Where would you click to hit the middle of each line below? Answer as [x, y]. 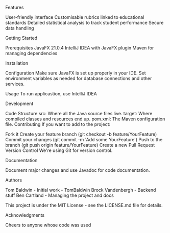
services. [15, 84]
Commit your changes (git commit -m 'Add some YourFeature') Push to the [84, 139]
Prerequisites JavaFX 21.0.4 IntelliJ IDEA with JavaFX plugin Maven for [80, 48]
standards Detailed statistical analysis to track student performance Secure [84, 23]
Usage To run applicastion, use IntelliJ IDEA [51, 94]
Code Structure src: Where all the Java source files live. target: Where [79, 113]
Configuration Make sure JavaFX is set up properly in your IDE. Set [76, 73]
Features [15, 7]
